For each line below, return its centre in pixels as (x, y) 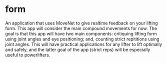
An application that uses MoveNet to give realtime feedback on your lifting (82, 23)
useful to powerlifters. (28, 55)
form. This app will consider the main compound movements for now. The (81, 28)
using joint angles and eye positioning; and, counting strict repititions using (82, 39)
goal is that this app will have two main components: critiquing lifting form (81, 33)
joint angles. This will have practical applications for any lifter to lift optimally (84, 44)
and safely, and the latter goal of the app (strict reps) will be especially (78, 49)
